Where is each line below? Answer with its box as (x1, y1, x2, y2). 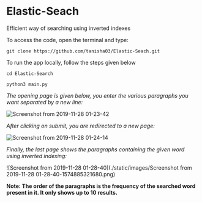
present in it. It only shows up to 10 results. (6, 189, 118, 196)
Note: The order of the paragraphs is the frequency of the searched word (6, 182, 196, 190)
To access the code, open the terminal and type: (6, 36, 129, 43)
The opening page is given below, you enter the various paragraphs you (6, 92, 189, 99)
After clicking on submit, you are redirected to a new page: (6, 122, 155, 129)
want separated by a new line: (6, 98, 83, 106)
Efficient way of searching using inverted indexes (6, 24, 131, 32)
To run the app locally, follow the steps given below (6, 59, 136, 66)
